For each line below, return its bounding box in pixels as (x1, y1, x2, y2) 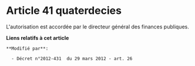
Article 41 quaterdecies (6, 4, 122, 17)
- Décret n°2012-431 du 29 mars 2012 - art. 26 (11, 56, 133, 61)
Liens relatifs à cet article (6, 34, 69, 41)
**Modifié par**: (6, 45, 49, 52)
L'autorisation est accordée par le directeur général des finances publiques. (6, 23, 189, 30)
